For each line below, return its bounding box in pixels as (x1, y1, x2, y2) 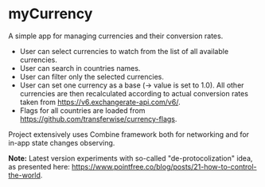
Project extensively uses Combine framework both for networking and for (8, 129, 249, 139)
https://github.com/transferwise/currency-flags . (19, 114, 177, 123)
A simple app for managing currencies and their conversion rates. (8, 31, 224, 41)
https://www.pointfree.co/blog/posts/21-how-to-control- (71, 162, 257, 171)
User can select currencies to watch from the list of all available (19, 46, 229, 56)
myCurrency (8, 5, 93, 23)
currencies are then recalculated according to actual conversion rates (19, 88, 249, 98)
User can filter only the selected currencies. (19, 72, 165, 81)
